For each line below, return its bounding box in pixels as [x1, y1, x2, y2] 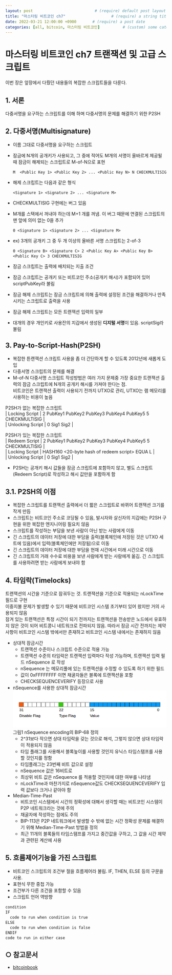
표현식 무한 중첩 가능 [12, 881, 54, 887]
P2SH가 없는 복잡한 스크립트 [5, 405, 62, 411]
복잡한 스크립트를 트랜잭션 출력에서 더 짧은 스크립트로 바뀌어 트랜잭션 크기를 [12, 502, 165, 508]
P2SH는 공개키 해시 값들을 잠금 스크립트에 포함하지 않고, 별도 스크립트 [12, 464, 153, 471]
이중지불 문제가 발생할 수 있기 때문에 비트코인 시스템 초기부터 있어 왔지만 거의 [5, 604, 160, 610]
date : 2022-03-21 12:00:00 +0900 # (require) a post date [5, 19, 145, 24]
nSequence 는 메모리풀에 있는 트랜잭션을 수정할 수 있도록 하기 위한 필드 [20, 666, 165, 672]
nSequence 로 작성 [26, 659, 65, 666]
